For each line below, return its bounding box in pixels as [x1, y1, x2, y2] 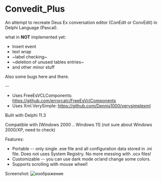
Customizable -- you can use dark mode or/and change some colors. [12, 156, 151, 162]
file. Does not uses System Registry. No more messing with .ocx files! [12, 151, 151, 157]
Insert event [12, 43, 36, 49]
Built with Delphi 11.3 [5, 112, 46, 118]
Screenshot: [5, 170, 30, 176]
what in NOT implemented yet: [5, 34, 66, 40]
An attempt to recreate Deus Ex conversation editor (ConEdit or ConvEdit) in [5, 19, 158, 25]
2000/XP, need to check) [5, 127, 56, 132]
